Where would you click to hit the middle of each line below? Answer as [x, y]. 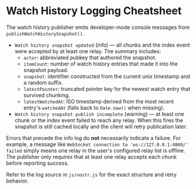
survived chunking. [47, 95]
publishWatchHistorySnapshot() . [45, 33]
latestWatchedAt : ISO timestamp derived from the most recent [99, 101]
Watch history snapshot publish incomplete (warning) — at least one [99, 114]
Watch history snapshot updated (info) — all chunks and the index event [102, 45]
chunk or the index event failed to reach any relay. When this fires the [99, 120]
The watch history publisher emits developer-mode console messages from [98, 27]
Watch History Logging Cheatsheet [94, 11]
